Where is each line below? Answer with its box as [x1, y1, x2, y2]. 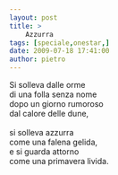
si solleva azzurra [9, 127, 74, 137]
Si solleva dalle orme [9, 80, 86, 90]
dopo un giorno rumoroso [9, 99, 105, 109]
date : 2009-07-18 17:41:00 [9, 47, 110, 56]
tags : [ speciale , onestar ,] [9, 38, 110, 48]
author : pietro [9, 55, 66, 64]
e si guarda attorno [9, 146, 80, 157]
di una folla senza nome [9, 89, 97, 100]
